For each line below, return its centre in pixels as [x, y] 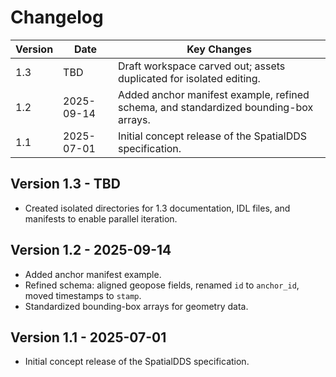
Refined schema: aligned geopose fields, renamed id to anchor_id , [162, 285]
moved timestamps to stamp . [83, 295]
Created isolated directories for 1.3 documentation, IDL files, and [157, 208]
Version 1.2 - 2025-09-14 [91, 250]
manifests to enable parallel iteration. [101, 218]
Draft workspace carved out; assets [201, 66]
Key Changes [219, 49]
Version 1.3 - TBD [65, 184]
